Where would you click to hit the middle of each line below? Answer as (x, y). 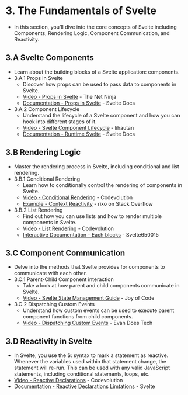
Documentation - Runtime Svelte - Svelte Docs (79, 134)
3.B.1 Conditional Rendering (47, 179)
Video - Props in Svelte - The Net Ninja (69, 96)
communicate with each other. (51, 273)
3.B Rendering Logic (43, 152)
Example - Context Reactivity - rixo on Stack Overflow (88, 203)
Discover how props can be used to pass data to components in (99, 84)
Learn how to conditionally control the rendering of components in (102, 185)
